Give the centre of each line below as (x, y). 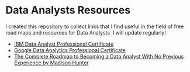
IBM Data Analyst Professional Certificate (64, 44)
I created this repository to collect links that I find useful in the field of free (95, 26)
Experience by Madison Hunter (51, 63)
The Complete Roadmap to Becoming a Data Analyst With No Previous (99, 56)
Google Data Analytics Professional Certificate (70, 50)
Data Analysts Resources (68, 10)
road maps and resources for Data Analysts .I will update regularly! (86, 32)
